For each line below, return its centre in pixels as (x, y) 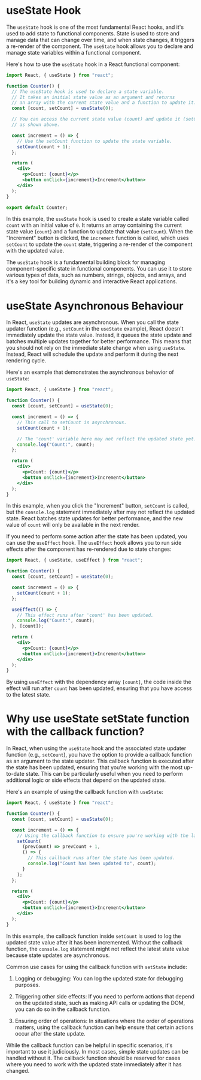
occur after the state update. (50, 1033)
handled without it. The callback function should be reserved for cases (93, 1058)
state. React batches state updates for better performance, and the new (95, 518)
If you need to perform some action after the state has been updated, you (97, 536)
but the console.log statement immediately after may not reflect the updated (100, 512)
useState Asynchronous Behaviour (95, 306)
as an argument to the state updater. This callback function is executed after (100, 761)
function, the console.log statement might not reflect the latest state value (98, 949)
